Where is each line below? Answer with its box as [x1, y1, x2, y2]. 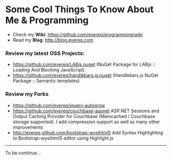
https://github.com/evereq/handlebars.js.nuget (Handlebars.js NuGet [12, 72, 159, 78]
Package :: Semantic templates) [12, 78, 80, 84]
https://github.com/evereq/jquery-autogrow [12, 102, 105, 108]
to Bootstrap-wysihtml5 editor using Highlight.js [12, 135, 114, 141]
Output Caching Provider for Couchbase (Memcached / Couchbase [12, 113, 155, 119]
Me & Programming [5, 14, 89, 26]
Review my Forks [5, 91, 49, 98]
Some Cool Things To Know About [5, 4, 154, 15]
